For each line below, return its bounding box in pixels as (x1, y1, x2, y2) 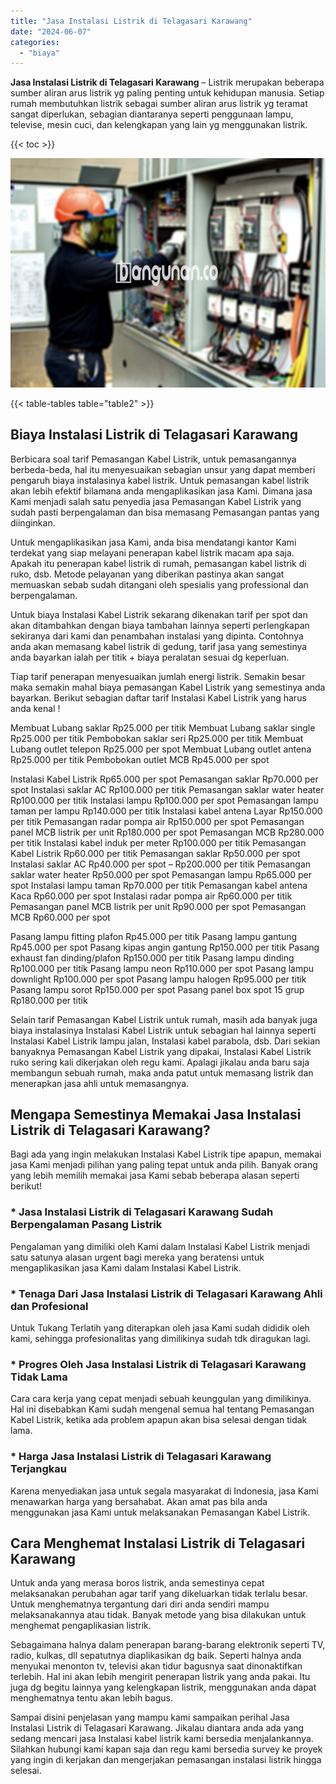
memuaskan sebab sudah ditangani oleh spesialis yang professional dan (10, 578, 309, 590)
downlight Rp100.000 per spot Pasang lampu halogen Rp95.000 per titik (10, 973, 307, 985)
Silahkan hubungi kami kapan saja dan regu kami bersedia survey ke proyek (10, 1743, 323, 1755)
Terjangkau (10, 1462, 67, 1476)
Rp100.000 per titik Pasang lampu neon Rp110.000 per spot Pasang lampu (10, 962, 315, 974)
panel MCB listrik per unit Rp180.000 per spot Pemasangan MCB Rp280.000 (10, 826, 325, 838)
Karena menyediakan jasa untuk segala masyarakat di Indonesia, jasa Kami (10, 1485, 319, 1497)
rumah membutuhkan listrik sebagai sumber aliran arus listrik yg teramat (10, 98, 308, 110)
